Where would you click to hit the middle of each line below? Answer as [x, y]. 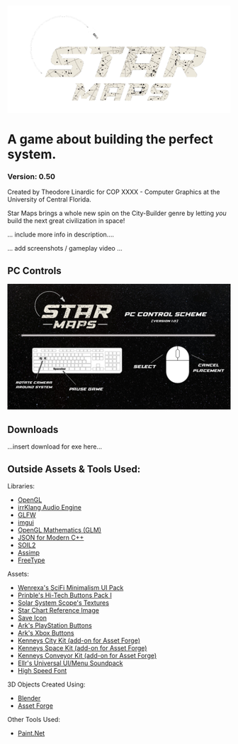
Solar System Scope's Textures [63, 603]
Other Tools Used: [34, 720]
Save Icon [32, 618]
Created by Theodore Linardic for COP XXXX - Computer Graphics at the [114, 192]
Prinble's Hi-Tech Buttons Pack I [64, 596]
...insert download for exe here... [55, 447]
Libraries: [21, 486]
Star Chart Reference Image [58, 611]
